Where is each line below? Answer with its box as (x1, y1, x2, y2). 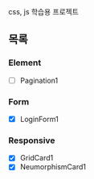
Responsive (8, 135, 55, 146)
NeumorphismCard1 (19, 162, 87, 172)
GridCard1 (19, 153, 54, 163)
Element (8, 57, 42, 68)
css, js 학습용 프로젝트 (8, 7, 79, 16)
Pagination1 (19, 75, 59, 85)
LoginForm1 (19, 115, 59, 124)
